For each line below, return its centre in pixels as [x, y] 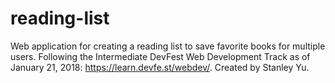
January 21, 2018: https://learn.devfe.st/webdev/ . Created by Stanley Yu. [160, 67]
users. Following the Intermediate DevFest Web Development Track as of [160, 56]
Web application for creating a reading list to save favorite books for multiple [168, 46]
